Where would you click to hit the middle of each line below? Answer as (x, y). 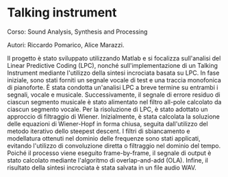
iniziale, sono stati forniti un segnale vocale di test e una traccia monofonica (114, 80)
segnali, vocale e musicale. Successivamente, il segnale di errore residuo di (114, 95)
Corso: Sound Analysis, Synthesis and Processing (77, 32)
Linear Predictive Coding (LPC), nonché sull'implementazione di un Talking (112, 65)
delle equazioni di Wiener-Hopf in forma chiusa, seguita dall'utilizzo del (107, 123)
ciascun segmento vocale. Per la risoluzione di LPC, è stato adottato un (107, 109)
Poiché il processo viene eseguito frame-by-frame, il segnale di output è (109, 153)
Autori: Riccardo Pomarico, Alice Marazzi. (66, 45)
